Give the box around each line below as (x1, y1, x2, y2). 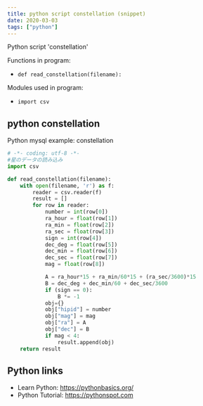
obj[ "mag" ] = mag (44, 312, 96, 320)
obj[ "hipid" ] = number (44, 306, 112, 313)
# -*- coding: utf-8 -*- (7, 150, 80, 157)
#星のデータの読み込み (7, 156, 63, 164)
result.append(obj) (57, 338, 114, 345)
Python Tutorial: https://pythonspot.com (17, 391, 133, 400)
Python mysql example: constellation (7, 137, 114, 145)
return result (20, 345, 61, 353)
